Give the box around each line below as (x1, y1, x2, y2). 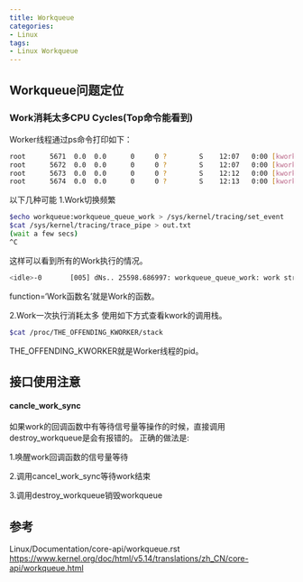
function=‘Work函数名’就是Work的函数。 (9, 291, 160, 301)
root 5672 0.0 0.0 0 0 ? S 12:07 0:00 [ (9, 160, 277, 170)
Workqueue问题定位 (9, 82, 124, 97)
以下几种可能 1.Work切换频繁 (9, 195, 116, 206)
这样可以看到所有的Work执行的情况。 (9, 254, 148, 266)
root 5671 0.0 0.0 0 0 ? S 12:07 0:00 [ (9, 152, 277, 161)
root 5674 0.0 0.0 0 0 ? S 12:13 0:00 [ (9, 177, 277, 186)
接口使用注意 (9, 374, 81, 389)
